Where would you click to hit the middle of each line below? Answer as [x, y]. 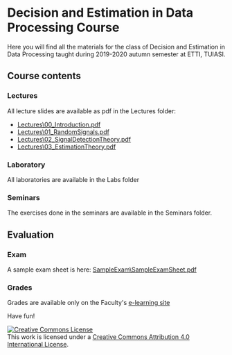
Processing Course [63, 27]
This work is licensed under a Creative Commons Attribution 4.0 [99, 337]
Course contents [44, 76]
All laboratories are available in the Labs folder [73, 179]
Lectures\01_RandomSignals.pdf [63, 132]
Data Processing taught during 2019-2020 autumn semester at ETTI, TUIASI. [116, 54]
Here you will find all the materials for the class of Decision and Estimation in [116, 47]
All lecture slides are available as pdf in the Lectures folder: [92, 111]
